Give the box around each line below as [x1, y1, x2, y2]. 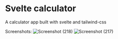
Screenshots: [5, 28, 32, 34]
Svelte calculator [5, 3, 77, 14]
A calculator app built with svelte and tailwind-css [5, 19, 107, 25]
